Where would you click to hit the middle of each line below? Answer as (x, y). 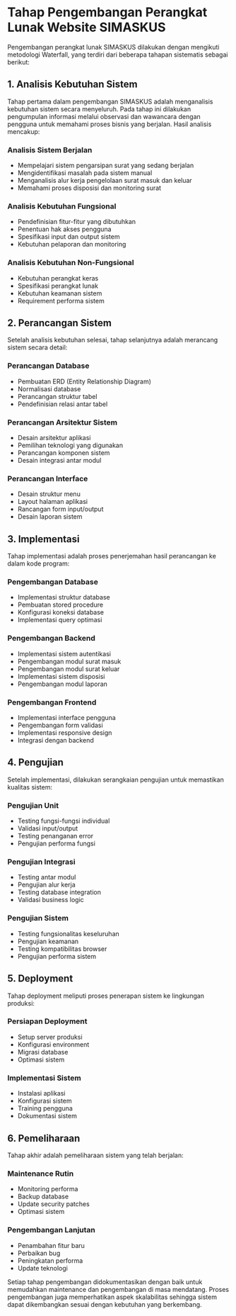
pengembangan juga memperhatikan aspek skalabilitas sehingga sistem (112, 1297)
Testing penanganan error (55, 836)
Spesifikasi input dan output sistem (69, 237)
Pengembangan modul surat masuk (69, 661)
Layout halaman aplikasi (53, 502)
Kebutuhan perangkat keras (58, 278)
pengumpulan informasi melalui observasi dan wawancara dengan (104, 116)
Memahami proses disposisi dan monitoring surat (89, 188)
